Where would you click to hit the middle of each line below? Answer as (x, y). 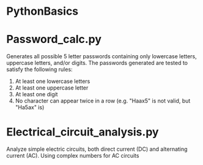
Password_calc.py (54, 40)
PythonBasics (42, 11)
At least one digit (36, 94)
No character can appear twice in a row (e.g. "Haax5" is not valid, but (103, 101)
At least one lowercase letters (53, 82)
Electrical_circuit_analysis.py (83, 132)
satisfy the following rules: (39, 69)
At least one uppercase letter (52, 88)
